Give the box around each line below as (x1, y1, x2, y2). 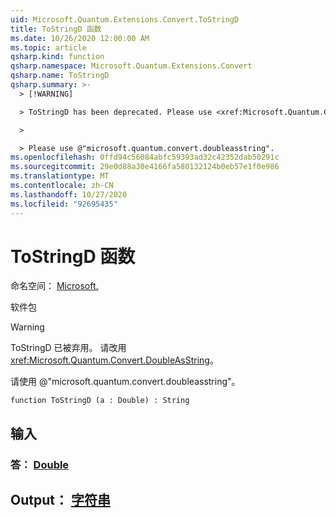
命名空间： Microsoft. (10, 280, 99, 292)
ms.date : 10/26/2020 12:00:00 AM (10, 33, 150, 43)
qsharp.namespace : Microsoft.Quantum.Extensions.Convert (10, 61, 253, 71)
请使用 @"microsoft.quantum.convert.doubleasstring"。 (10, 376, 241, 388)
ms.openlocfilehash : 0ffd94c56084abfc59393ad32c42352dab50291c (10, 152, 280, 163)
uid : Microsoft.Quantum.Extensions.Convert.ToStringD (10, 14, 240, 25)
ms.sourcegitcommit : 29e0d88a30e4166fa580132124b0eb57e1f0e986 (10, 162, 280, 172)
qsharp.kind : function (10, 52, 105, 62)
